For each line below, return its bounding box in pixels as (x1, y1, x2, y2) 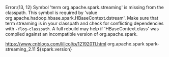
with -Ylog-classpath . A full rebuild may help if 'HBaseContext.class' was (5, 26, 159, 32)
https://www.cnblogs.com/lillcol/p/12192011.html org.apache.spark (5, 41, 145, 47)
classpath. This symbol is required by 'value (5, 10, 98, 16)
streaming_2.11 (5, 46, 36, 52)
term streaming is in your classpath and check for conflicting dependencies (5, 20, 164, 26)
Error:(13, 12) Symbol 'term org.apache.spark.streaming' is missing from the (5, 5, 164, 10)
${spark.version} (36, 46, 72, 52)
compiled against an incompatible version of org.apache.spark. (5, 31, 138, 37)
